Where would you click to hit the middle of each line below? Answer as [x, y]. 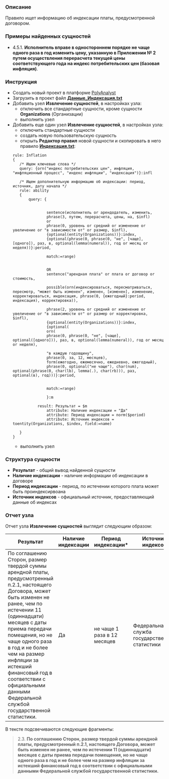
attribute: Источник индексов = [80, 419]
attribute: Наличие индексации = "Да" [87, 410]
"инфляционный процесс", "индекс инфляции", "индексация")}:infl [82, 173]
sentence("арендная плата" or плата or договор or [101, 274]
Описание [18, 7]
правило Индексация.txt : [48, 146]
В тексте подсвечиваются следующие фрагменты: [60, 729]
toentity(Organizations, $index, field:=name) [62, 423]
